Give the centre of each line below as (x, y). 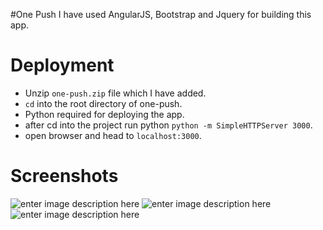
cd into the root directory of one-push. (103, 103)
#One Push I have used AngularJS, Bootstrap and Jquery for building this (161, 14)
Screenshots (64, 176)
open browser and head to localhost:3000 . (113, 135)
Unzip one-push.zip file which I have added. (115, 93)
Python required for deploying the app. (104, 114)
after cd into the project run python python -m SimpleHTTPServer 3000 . (168, 125)
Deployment (62, 65)
